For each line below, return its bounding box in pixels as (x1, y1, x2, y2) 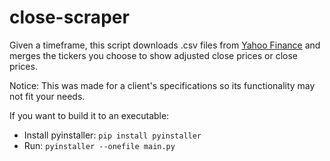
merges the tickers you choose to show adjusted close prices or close (9, 49, 299, 61)
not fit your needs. (9, 90, 86, 102)
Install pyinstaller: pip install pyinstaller (23, 129, 202, 141)
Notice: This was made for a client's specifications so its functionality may (9, 79, 316, 91)
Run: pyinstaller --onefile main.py (23, 139, 176, 151)
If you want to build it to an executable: (9, 109, 170, 121)
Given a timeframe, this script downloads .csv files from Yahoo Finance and (9, 39, 321, 51)
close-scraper (9, 6, 130, 29)
